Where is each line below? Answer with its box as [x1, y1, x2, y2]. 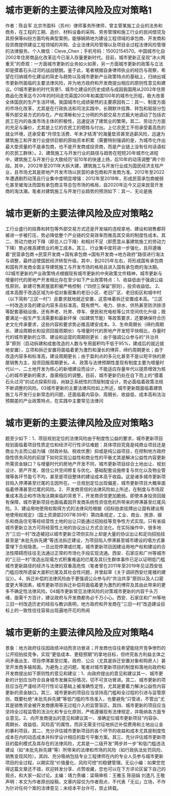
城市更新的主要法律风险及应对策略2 [5, 208, 154, 220]
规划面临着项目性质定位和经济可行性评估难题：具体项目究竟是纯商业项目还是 [5, 441, 166, 447]
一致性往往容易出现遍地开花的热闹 [18, 607, 90, 613]
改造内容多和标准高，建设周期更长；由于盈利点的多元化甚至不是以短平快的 [5, 353, 161, 359]
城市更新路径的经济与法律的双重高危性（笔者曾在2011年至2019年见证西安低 [5, 563, 163, 569]
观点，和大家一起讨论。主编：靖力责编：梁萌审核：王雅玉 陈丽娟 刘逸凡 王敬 [5, 772, 165, 778]
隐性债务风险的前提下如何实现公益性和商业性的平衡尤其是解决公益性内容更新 [5, 454, 166, 460]
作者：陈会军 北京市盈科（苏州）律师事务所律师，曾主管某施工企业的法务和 [5, 22, 163, 29]
